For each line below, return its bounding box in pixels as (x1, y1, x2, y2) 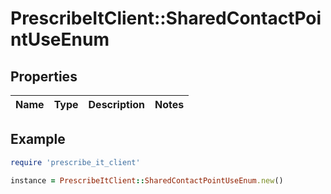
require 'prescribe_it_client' (10, 157, 141, 167)
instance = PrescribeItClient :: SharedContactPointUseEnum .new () (10, 175, 284, 186)
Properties (10, 68, 78, 85)
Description (88, 98, 145, 111)
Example (10, 131, 66, 148)
